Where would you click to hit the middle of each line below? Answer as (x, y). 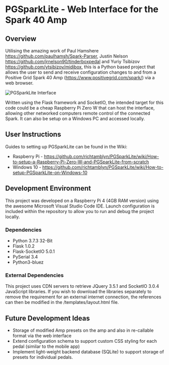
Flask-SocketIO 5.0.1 (34, 251)
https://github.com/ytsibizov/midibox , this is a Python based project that (80, 67)
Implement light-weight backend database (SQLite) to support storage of (88, 352)
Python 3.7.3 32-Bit (33, 240)
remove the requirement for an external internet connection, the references (83, 297)
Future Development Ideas (48, 318)
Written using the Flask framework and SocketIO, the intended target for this (84, 102)
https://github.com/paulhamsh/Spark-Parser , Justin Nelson (67, 56)
